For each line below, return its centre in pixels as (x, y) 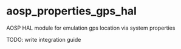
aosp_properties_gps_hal (71, 11)
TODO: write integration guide (44, 39)
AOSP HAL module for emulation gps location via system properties (91, 28)
